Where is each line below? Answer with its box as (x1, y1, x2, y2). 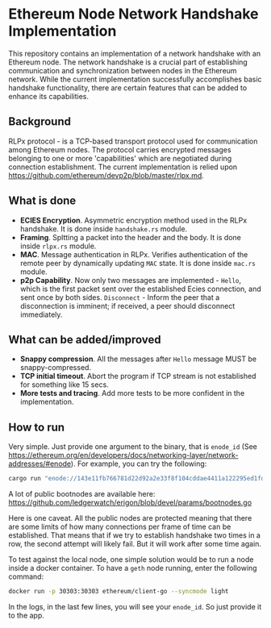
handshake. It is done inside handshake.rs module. (19, 223, 188, 234)
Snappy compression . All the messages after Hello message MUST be (19, 354, 256, 364)
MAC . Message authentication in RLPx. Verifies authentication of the (19, 249, 248, 259)
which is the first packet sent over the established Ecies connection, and (19, 284, 262, 293)
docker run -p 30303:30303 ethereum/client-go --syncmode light (8, 588, 229, 596)
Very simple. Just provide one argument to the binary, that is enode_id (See (8, 442, 258, 451)
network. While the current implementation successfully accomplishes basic (8, 74, 262, 84)
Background (8, 114, 71, 129)
